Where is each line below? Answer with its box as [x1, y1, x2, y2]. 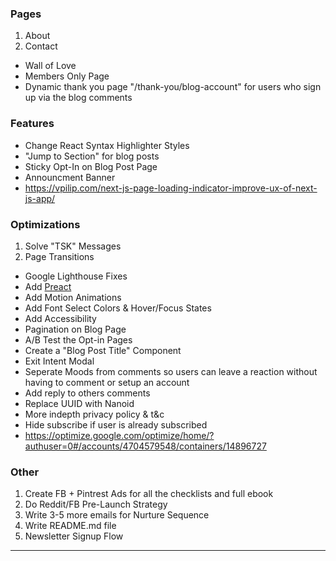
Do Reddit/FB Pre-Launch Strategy [24, 498, 168, 511]
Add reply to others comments [24, 387, 151, 399]
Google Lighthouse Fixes [24, 270, 128, 282]
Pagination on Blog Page [24, 323, 127, 335]
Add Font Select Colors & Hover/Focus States [24, 302, 212, 314]
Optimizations [10, 217, 81, 231]
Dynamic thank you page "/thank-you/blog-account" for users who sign [24, 81, 322, 93]
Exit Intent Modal [24, 355, 95, 367]
